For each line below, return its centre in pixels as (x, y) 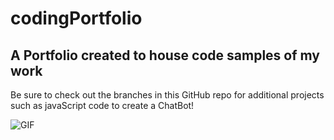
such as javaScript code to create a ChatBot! (102, 105)
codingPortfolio (76, 18)
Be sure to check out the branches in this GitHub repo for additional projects (167, 95)
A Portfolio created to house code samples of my (165, 55)
